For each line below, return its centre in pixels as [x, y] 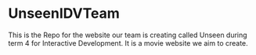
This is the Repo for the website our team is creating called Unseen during [128, 35]
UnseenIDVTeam [64, 14]
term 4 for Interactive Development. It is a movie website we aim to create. [128, 43]
